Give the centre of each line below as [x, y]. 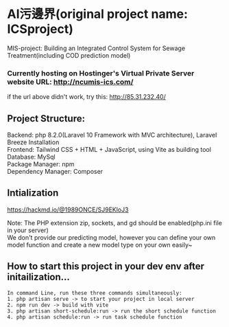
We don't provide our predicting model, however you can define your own [111, 237]
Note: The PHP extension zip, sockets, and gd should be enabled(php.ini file [115, 223]
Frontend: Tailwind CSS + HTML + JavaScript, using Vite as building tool [109, 150]
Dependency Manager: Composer [55, 172]
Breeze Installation [33, 142]
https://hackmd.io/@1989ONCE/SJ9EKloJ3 [68, 210]
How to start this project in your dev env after [106, 266]
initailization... [39, 277]
